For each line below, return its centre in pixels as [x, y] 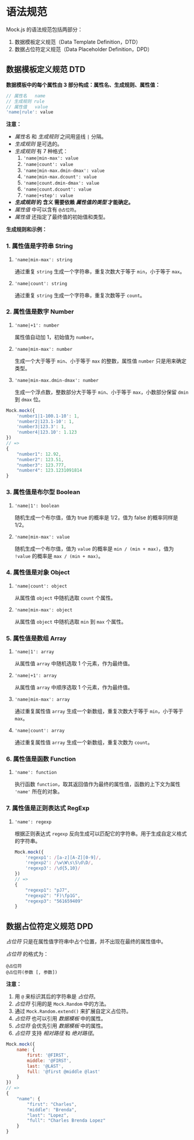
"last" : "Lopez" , [48, 1115]
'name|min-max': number [44, 349]
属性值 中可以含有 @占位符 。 [47, 209]
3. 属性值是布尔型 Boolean [43, 492]
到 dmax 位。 [29, 399]
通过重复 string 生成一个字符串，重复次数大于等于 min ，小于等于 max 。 [100, 271]
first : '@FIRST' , [48, 1055]
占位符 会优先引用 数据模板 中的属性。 [60, 1026]
